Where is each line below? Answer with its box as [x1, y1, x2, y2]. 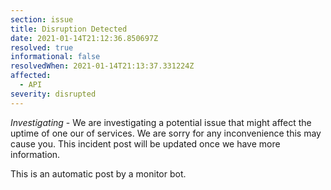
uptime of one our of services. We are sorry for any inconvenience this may [10, 127, 322, 139]
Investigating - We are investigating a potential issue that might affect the [10, 116, 312, 128]
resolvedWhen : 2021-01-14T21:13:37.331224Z [10, 61, 195, 71]
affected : [10, 71, 52, 81]
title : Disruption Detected [10, 24, 128, 34]
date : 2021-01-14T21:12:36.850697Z [10, 33, 159, 43]
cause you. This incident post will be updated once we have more [10, 137, 281, 150]
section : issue [10, 14, 74, 25]
